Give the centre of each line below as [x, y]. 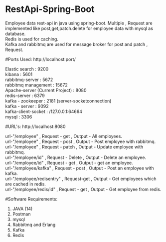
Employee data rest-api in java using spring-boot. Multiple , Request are [79, 23]
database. [15, 33]
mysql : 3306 [19, 116]
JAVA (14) [22, 208]
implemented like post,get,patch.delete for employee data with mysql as [79, 28]
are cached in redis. [26, 184]
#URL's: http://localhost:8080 [35, 126]
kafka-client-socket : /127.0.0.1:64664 [44, 111]
